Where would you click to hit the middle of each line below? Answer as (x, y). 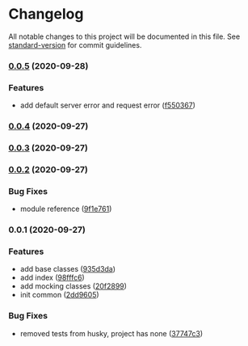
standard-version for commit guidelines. (75, 44)
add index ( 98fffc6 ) (52, 278)
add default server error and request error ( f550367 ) (108, 105)
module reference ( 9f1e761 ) (66, 209)
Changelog (46, 14)
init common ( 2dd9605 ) (59, 295)
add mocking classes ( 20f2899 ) (74, 286)
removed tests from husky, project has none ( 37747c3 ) (111, 333)
